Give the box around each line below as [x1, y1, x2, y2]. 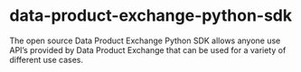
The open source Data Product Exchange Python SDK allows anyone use [9, 35, 281, 46]
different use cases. [9, 54, 84, 65]
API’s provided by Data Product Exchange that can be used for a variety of [9, 44, 287, 55]
